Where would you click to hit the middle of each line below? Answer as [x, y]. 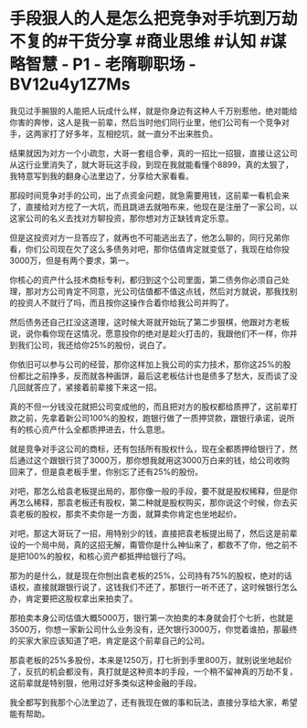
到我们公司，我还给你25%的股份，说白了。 [90, 344]
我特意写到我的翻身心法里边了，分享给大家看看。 [101, 175]
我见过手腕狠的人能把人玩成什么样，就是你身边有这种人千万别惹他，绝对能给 [153, 111]
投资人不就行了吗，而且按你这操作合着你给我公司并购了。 [125, 302]
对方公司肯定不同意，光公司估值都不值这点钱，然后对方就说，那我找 [161, 291]
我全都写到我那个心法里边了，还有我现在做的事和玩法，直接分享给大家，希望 [153, 702]
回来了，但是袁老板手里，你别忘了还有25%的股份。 [106, 471]
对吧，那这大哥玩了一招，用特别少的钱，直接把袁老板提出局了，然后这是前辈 [153, 533]
